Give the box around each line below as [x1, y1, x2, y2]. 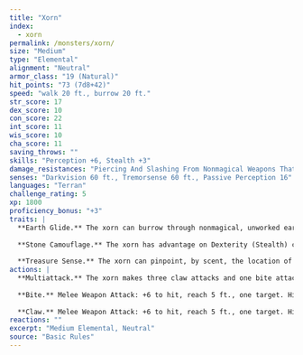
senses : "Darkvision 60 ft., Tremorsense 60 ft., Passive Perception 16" [9, 173, 293, 182]
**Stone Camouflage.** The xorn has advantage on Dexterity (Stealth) [17, 240, 289, 249]
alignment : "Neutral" [9, 64, 91, 73]
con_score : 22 [9, 114, 63, 123]
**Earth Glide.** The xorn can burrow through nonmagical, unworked [17, 223, 280, 232]
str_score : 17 [9, 97, 63, 107]
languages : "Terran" [9, 182, 87, 191]
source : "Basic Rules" [9, 332, 95, 341]
